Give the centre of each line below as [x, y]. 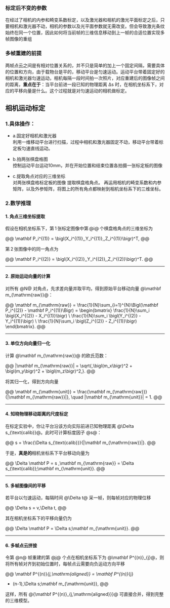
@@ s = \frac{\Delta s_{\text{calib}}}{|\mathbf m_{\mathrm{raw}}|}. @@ [80, 443]
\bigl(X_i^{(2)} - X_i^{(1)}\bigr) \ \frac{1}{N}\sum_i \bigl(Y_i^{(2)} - [73, 315]
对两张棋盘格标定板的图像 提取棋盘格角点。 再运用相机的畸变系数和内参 [87, 183]
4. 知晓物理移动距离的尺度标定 [37, 414]
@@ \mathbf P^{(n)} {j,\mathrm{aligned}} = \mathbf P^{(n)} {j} [69, 574]
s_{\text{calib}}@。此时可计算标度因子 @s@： [54, 433]
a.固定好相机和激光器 [34, 136]
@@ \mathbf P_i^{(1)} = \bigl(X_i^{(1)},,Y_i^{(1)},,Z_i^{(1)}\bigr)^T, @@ [77, 238]
